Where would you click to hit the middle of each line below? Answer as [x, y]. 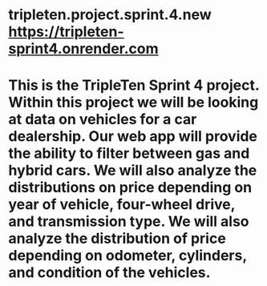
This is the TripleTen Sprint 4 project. [134, 85]
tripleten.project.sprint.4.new [110, 15]
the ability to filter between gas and [129, 153]
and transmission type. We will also [129, 222]
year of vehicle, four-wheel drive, [122, 205]
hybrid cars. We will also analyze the [133, 171]
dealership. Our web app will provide [133, 137]
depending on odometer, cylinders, [127, 256]
